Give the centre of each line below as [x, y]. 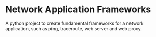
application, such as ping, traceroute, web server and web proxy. [73, 28]
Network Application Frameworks [78, 9]
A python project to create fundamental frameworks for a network [74, 23]
